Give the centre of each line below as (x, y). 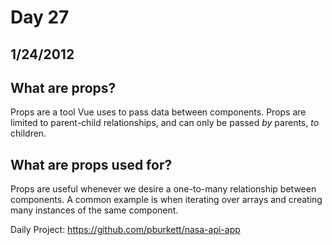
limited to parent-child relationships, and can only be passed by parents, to (165, 123)
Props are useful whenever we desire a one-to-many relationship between (163, 189)
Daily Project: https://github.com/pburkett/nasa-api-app (125, 230)
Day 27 (40, 17)
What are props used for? (91, 164)
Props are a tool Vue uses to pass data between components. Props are (158, 112)
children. (28, 133)
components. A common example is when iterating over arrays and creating (166, 200)
